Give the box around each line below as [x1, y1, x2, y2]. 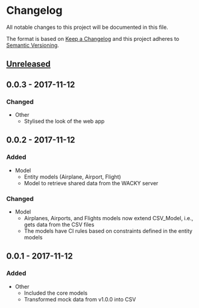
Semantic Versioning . [6, 42, 59, 49]
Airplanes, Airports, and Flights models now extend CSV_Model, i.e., [24, 215, 194, 221]
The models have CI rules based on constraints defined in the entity [24, 227, 193, 235]
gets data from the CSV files [24, 221, 95, 228]
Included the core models [24, 289, 88, 297]
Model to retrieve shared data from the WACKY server [24, 179, 159, 186]
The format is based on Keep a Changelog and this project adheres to [6, 35, 180, 42]
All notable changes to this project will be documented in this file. [6, 23, 169, 31]
